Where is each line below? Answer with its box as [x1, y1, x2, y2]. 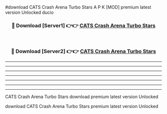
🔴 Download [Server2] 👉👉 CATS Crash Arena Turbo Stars [10, 48, 157, 55]
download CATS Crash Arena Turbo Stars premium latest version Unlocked [5, 103, 159, 109]
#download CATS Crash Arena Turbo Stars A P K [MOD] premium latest [5, 4, 152, 10]
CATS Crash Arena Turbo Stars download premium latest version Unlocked [5, 94, 159, 100]
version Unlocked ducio [5, 9, 54, 15]
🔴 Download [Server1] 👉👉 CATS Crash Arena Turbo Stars [11, 22, 156, 29]
